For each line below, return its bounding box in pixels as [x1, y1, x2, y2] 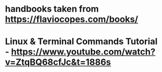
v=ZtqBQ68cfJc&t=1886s [5, 57, 111, 68]
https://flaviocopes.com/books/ [5, 14, 138, 25]
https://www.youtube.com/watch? [11, 46, 156, 57]
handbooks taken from [5, 3, 99, 15]
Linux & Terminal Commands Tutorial [5, 36, 158, 47]
